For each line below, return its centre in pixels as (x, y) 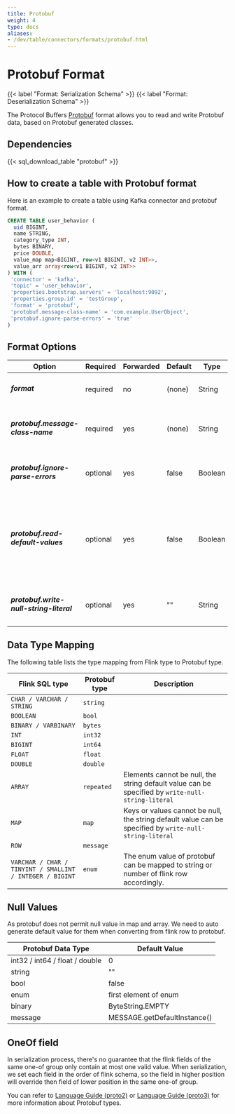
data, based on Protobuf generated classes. (71, 123)
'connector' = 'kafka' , (45, 279)
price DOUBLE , (34, 253)
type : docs (23, 27)
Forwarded (141, 367)
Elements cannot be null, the (170, 774)
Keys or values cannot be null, (173, 810)
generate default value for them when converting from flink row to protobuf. (116, 932)
